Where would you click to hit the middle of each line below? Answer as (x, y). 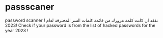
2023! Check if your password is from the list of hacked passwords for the (80, 25)
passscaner (30, 7)
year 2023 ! (17, 30)
